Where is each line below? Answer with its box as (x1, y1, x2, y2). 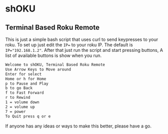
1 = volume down (5, 100, 39, 105)
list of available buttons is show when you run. (5, 52, 102, 58)
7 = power (5, 109, 26, 114)
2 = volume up (5, 104, 35, 109)
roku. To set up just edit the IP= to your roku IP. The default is (5, 42, 133, 48)
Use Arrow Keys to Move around (5, 66, 71, 72)
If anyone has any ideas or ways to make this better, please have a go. (5, 123, 152, 129)
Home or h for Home (5, 76, 47, 81)
